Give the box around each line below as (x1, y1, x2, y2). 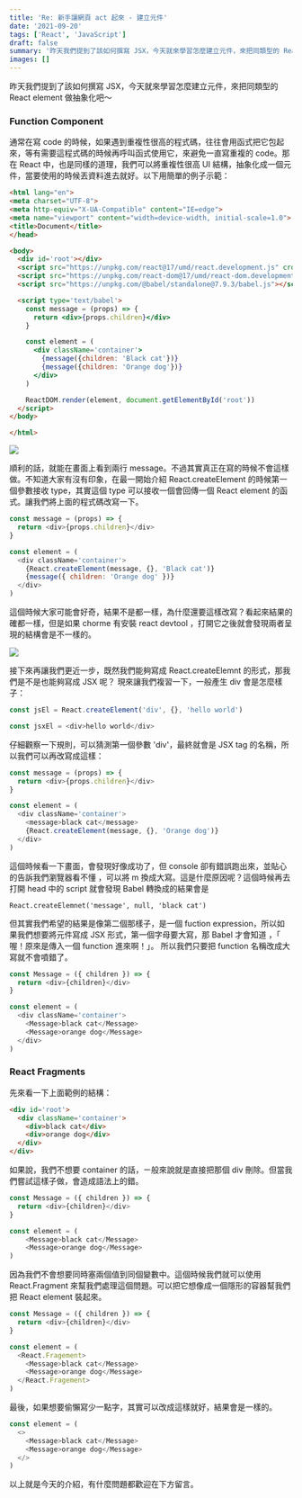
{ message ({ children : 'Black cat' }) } (41, 354, 179, 363)
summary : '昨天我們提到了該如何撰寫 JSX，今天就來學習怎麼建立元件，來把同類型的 (9, 47, 280, 56)
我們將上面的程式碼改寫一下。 (32, 497, 144, 507)
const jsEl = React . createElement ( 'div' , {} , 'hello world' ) (9, 705, 244, 715)
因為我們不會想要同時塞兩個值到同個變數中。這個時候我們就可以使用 (9, 1269, 262, 1280)
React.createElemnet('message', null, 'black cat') (9, 901, 207, 910)
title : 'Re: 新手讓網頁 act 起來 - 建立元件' (9, 13, 168, 22)
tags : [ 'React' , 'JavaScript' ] (9, 30, 127, 39)
